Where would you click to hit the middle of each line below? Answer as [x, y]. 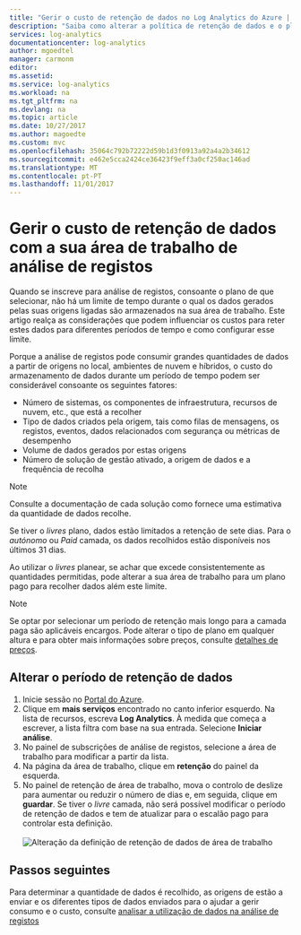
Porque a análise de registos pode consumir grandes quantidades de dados [149, 357]
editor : [24, 68]
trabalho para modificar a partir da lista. [95, 756]
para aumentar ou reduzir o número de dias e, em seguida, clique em [150, 794]
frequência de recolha [63, 469]
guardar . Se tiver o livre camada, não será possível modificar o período [154, 804]
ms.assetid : [31, 76]
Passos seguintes [60, 870]
